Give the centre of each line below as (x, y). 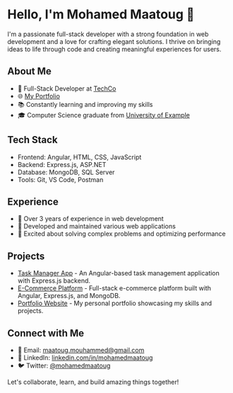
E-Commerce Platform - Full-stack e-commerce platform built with (114, 288)
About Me (29, 71)
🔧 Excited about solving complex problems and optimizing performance (121, 234)
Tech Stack (32, 140)
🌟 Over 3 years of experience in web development (90, 219)
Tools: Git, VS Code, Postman (60, 179)
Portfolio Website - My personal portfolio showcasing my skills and (115, 303)
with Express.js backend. (54, 281)
